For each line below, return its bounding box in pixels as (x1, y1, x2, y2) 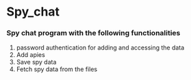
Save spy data (16, 58, 57, 66)
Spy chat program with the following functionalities (6, 28, 181, 38)
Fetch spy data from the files (16, 65, 97, 73)
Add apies (16, 51, 45, 59)
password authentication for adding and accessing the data (16, 43, 185, 52)
